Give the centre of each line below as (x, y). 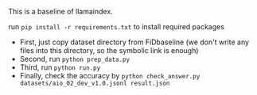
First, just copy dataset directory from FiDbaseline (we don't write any (134, 42)
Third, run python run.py (60, 67)
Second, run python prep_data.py (74, 59)
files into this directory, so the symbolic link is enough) (109, 50)
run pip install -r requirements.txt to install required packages (117, 27)
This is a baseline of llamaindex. (60, 11)
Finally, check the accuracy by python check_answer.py (110, 76)
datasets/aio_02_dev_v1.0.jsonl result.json (95, 83)
